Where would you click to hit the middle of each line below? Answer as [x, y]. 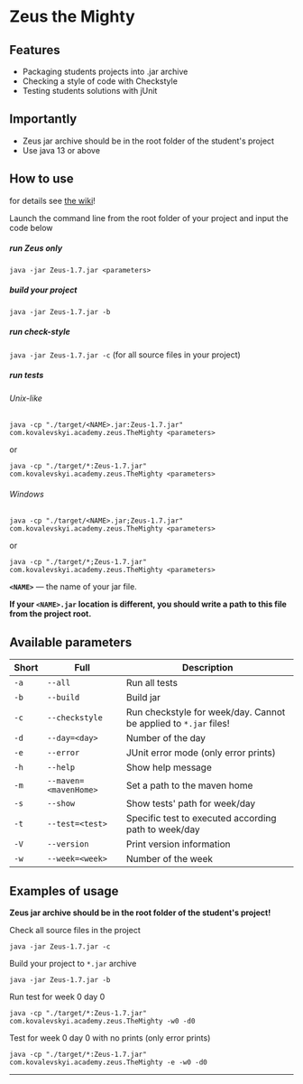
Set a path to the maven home [189, 785]
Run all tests [152, 683]
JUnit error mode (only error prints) [201, 753]
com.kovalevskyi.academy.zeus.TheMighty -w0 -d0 [102, 1021]
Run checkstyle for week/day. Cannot [206, 712]
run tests [27, 375]
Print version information [178, 844]
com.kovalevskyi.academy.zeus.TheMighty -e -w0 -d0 [108, 1062]
